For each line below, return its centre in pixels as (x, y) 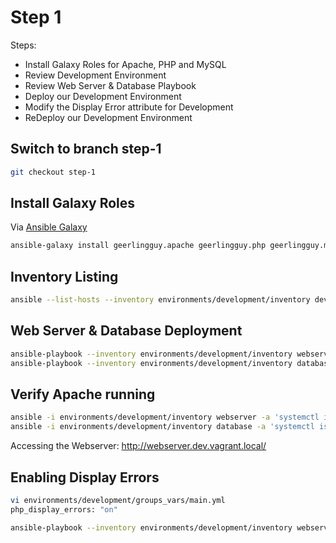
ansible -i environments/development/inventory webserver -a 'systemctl (165, 417)
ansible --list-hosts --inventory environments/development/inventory (160, 300)
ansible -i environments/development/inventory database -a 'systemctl (162, 427)
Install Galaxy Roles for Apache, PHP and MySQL (125, 64)
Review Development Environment (95, 75)
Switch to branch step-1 (86, 149)
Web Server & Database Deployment (126, 331)
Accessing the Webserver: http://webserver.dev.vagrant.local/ (138, 446)
